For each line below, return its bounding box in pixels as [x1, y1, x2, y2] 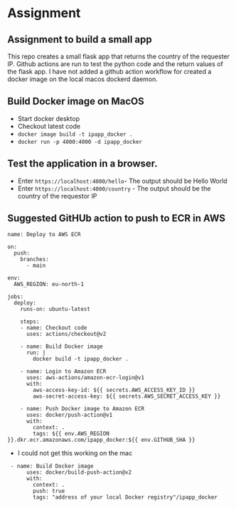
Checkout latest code [17, 122, 80, 130]
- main [26, 262, 46, 270]
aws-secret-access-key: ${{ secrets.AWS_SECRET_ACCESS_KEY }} [33, 393, 221, 400]
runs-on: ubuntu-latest [20, 306, 91, 313]
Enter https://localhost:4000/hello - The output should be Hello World [17, 176, 227, 185]
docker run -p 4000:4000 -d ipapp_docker [17, 138, 142, 145]
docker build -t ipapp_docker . [33, 356, 129, 363]
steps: [20, 318, 40, 325]
